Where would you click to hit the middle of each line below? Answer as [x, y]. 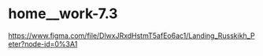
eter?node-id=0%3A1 [43, 43]
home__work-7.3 [63, 14]
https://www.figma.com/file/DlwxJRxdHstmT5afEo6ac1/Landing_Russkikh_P [131, 35]
